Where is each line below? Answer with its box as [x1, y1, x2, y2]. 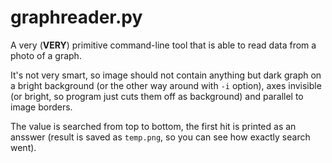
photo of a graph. [10, 49, 82, 61]
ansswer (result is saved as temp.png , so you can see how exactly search [10, 131, 311, 143]
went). [10, 141, 37, 153]
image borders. [10, 101, 73, 113]
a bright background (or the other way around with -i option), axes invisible [10, 79, 322, 91]
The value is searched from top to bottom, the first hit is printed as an [10, 120, 297, 132]
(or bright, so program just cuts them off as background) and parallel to [10, 90, 304, 102]
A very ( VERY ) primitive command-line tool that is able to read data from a [10, 39, 317, 51]
